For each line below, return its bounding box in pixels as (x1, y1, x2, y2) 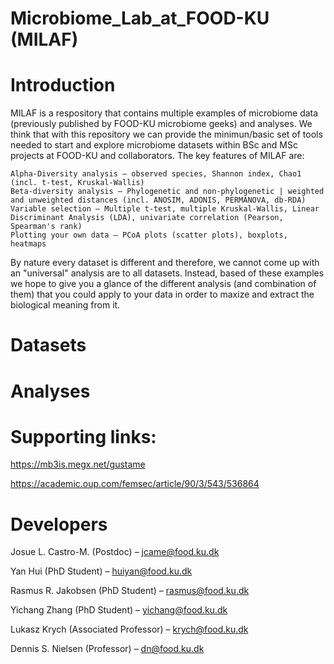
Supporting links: (10, 425, 157, 448)
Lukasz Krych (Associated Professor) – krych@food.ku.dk (10, 623, 249, 636)
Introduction (10, 74, 116, 97)
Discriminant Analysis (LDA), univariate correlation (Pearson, (10, 213, 284, 223)
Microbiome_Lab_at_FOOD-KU (10, 7, 270, 30)
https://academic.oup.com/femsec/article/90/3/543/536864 (10, 478, 260, 490)
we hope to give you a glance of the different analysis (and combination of (10, 278, 317, 290)
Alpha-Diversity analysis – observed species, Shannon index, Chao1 (10, 169, 302, 179)
